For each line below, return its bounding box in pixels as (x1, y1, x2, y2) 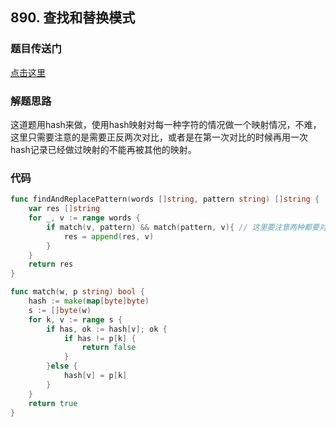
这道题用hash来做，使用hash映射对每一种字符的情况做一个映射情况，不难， (10, 118, 322, 130)
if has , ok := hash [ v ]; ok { (46, 324, 168, 334)
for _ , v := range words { (28, 213, 141, 223)
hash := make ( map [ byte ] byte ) (28, 296, 150, 307)
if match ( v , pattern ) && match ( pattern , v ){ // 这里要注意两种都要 (46, 222, 320, 232)
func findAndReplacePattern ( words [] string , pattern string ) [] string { (10, 194, 320, 205)
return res (28, 259, 74, 270)
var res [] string (28, 204, 101, 214)
